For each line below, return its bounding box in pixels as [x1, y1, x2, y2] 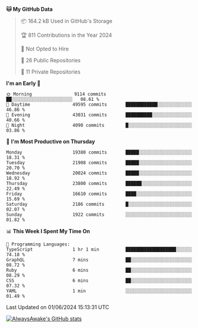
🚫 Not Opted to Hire [20, 45, 69, 52]
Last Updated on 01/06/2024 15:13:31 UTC [6, 304, 110, 311]
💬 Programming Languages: [6, 241, 70, 247]
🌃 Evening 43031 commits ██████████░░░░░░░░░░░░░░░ [6, 112, 193, 118]
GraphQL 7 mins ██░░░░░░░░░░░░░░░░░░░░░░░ [6, 257, 193, 263]
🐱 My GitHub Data [6, 6, 53, 12]
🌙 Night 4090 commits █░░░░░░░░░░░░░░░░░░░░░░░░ [6, 122, 193, 128]
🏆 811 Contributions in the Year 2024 [20, 31, 113, 39]
